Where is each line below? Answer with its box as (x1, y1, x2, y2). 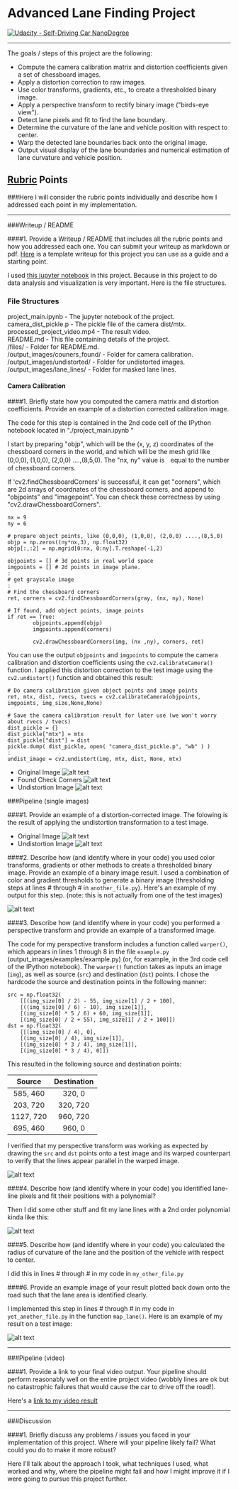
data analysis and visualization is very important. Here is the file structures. (7, 279, 227, 287)
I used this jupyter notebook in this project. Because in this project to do (7, 271, 217, 279)
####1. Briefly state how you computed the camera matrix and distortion (7, 397, 220, 406)
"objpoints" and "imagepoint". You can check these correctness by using (7, 492, 221, 502)
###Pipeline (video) (7, 1354, 65, 1362)
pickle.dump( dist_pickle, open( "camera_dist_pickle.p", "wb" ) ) (7, 743, 211, 750)
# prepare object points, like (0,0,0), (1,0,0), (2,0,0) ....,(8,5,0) (7, 533, 223, 540)
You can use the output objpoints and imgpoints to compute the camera (7, 651, 218, 659)
